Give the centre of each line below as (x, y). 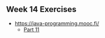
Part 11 (31, 29)
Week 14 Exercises (41, 9)
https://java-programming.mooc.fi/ (57, 23)
